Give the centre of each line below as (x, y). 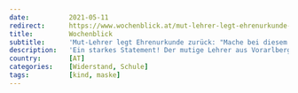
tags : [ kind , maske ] (65, 75)
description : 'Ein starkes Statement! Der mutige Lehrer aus (129, 50)
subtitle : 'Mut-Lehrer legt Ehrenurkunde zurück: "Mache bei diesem (149, 42)
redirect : (27, 26)
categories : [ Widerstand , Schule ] (79, 67)
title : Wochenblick (61, 34)
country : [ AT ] (47, 58)
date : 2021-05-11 (59, 17)
